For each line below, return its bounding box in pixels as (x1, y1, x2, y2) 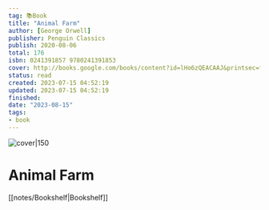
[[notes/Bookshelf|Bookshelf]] (8, 192, 108, 202)
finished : (8, 94, 42, 102)
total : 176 (8, 49, 45, 57)
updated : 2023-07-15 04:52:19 (8, 86, 110, 95)
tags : (8, 109, 26, 117)
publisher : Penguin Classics (8, 34, 106, 42)
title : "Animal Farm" (8, 19, 81, 27)
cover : (8, 64, 30, 72)
